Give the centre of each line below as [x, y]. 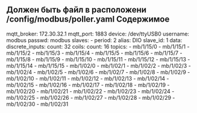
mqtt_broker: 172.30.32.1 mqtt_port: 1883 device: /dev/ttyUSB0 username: [98, 34]
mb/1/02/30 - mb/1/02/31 [37, 104]
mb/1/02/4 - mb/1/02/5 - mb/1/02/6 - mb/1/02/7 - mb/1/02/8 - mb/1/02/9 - [98, 72]
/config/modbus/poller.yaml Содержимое [88, 20]
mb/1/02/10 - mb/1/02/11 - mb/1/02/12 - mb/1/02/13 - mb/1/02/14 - [88, 78]
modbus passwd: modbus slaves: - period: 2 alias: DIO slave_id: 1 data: [94, 40]
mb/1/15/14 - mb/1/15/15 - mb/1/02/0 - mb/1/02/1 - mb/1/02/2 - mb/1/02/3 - [98, 66]
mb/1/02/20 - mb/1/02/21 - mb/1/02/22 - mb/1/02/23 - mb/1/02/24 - [90, 91]
